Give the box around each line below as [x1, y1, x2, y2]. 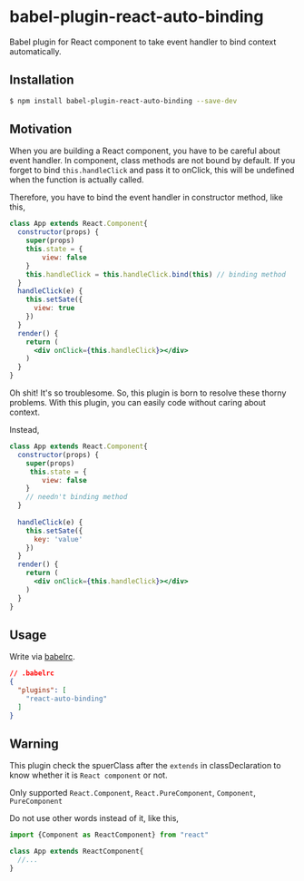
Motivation [9, 122, 73, 137]
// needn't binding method [25, 493, 128, 502]
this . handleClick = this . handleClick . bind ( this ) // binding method [25, 269, 286, 279]
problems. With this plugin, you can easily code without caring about [9, 397, 266, 408]
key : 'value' [33, 534, 83, 543]
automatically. [9, 45, 62, 56]
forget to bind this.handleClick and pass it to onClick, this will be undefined [9, 165, 295, 176]
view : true [33, 304, 75, 313]
